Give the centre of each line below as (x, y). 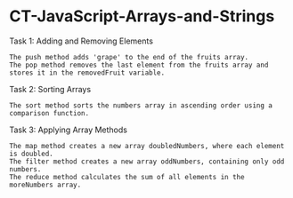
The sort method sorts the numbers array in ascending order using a (141, 105)
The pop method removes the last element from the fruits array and (139, 65)
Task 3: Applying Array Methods (68, 130)
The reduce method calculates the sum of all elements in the (127, 177)
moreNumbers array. (45, 185)
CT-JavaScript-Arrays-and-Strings (142, 16)
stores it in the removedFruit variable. (87, 73)
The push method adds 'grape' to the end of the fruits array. (129, 57)
